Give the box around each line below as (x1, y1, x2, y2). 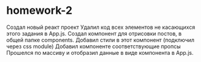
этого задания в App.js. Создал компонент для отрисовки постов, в (6, 29, 182, 37)
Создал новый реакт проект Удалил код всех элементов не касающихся (6, 23, 196, 31)
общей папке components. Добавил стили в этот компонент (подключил (6, 36, 195, 43)
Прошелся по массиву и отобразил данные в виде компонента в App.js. (6, 49, 194, 56)
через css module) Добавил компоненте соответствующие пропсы (6, 43, 181, 50)
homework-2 (6, 4, 73, 17)
